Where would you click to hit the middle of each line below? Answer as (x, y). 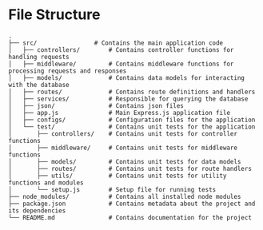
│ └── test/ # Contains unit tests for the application (132, 127)
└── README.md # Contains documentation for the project (130, 217)
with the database (39, 85)
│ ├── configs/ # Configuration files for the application (132, 120)
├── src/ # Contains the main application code (116, 43)
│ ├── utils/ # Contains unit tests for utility (118, 176)
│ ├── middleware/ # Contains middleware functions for (121, 64)
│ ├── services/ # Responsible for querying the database (128, 99)
